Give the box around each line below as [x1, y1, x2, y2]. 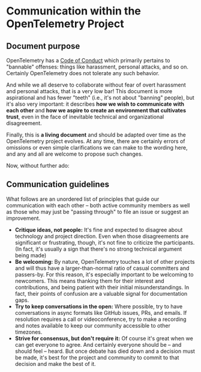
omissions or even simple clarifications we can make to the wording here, [6, 144, 188, 151]
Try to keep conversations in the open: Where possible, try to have [14, 302, 183, 310]
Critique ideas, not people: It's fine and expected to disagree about [14, 226, 183, 233]
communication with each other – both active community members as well [6, 201, 190, 209]
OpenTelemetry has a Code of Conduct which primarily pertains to [6, 57, 170, 64]
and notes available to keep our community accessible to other [14, 322, 171, 329]
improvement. [6, 215, 41, 222]
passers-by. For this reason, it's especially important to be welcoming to [14, 270, 194, 278]
